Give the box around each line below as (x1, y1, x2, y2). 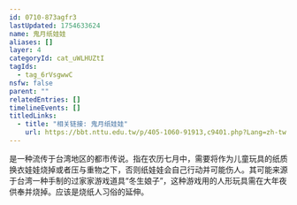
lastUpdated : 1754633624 (9, 21, 101, 30)
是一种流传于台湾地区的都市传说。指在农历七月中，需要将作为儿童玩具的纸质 (9, 153, 288, 163)
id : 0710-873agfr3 (9, 12, 77, 22)
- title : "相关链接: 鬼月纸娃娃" (17, 120, 128, 129)
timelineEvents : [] (9, 103, 81, 112)
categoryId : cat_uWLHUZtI (9, 54, 104, 63)
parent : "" (9, 87, 49, 95)
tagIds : (9, 63, 38, 72)
